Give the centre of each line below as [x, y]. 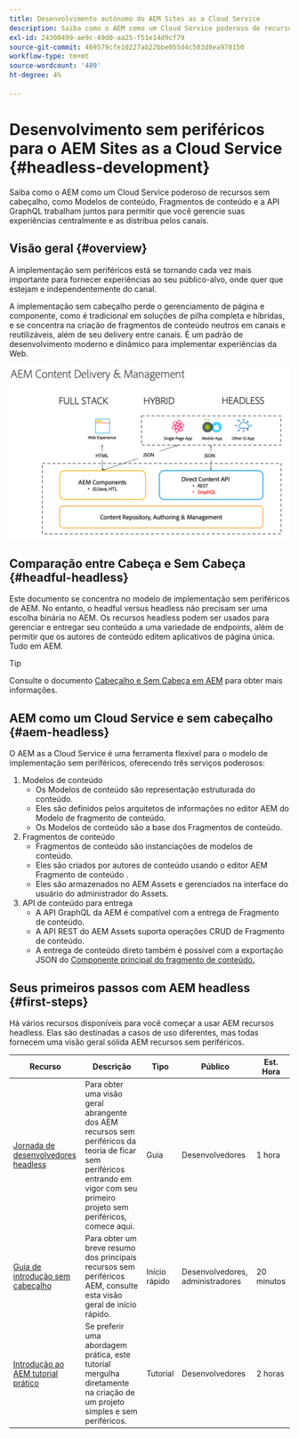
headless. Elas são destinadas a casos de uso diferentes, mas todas [134, 1033]
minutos [271, 1280]
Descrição [112, 1066]
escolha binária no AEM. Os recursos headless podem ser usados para [139, 618]
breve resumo [110, 1248]
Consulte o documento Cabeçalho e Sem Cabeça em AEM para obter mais [146, 681]
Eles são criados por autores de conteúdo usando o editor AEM [152, 865]
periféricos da [110, 1141]
